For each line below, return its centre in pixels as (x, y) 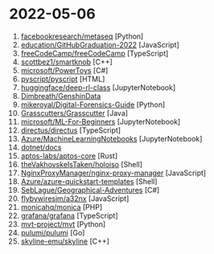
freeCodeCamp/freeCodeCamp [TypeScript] (95, 53)
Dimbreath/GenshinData (61, 96)
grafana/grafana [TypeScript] (70, 215)
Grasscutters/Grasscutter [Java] (74, 113)
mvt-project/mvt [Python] (63, 224)
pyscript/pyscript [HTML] (63, 79)
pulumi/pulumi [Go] (53, 232)
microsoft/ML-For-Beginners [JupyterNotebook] (101, 121)
